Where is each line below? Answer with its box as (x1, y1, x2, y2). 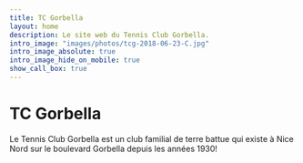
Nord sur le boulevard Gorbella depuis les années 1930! (9, 143, 218, 154)
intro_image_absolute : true (9, 47, 116, 56)
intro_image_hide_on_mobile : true (9, 56, 141, 65)
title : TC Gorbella (9, 13, 84, 23)
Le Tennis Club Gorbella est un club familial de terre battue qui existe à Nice (9, 133, 294, 144)
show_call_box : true (9, 65, 88, 74)
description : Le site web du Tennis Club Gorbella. (9, 30, 209, 39)
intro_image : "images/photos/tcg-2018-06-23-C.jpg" (9, 38, 209, 48)
